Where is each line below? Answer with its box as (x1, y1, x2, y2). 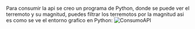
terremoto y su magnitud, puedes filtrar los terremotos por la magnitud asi (6, 11, 184, 18)
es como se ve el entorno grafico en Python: (6, 17, 113, 23)
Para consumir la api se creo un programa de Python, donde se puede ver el (6, 5, 190, 11)
